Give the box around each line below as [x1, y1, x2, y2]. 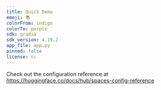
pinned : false [6, 48, 43, 54]
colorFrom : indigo [6, 20, 53, 26]
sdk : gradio [6, 31, 36, 37]
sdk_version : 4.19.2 [6, 37, 59, 43]
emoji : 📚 [6, 14, 30, 21]
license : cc [6, 54, 36, 60]
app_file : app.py [6, 43, 50, 49]
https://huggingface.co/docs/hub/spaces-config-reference [6, 77, 155, 84]
